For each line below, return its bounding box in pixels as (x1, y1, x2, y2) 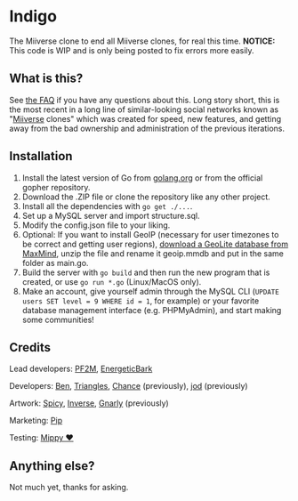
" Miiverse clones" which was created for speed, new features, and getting (9, 113, 282, 124)
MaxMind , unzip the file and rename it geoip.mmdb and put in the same (21, 247, 285, 259)
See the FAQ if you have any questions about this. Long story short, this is (9, 94, 280, 105)
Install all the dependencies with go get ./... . (21, 200, 193, 211)
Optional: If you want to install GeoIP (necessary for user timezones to (21, 229, 279, 239)
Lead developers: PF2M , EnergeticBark (9, 363, 153, 375)
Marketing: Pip (9, 416, 63, 426)
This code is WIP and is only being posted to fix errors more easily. (9, 44, 255, 55)
